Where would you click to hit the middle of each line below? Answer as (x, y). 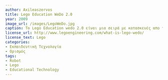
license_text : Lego (25, 38)
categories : (17, 42)
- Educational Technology (32, 70)
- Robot (13, 61)
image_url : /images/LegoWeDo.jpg (40, 24)
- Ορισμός (15, 51)
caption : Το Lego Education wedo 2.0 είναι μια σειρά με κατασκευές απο (82, 28)
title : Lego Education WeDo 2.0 (39, 14)
